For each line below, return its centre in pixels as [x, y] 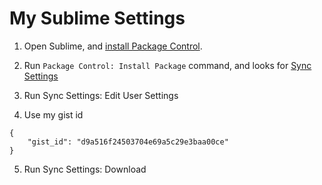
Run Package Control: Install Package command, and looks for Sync [167, 65]
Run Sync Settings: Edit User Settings [101, 95]
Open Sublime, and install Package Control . [113, 46]
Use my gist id [53, 114]
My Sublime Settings [97, 18]
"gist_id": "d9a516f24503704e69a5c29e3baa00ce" [128, 142]
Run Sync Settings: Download [85, 169]
